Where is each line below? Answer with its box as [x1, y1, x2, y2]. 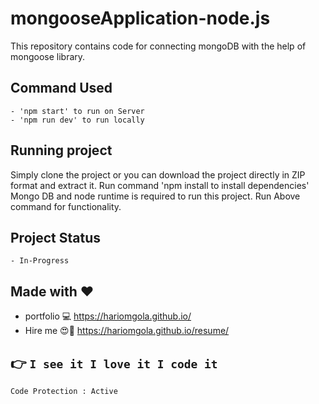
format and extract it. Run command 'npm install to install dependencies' [10, 179, 310, 191]
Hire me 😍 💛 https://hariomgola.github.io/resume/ [24, 325, 230, 337]
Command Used [10, 80, 113, 97]
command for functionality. [10, 200, 122, 212]
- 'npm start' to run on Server [10, 106, 145, 116]
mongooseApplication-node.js [10, 7, 271, 30]
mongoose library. [10, 50, 86, 62]
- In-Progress [10, 256, 70, 266]
